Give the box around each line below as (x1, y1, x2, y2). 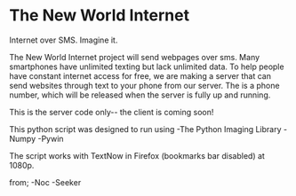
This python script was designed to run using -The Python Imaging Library (9, 123, 282, 134)
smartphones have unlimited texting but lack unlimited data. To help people (9, 61, 284, 72)
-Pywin (37, 133, 64, 144)
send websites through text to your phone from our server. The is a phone (9, 80, 280, 90)
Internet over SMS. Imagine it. (9, 35, 118, 45)
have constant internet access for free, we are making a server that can (9, 70, 271, 81)
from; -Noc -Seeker (9, 176, 82, 187)
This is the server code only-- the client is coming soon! (9, 106, 214, 117)
